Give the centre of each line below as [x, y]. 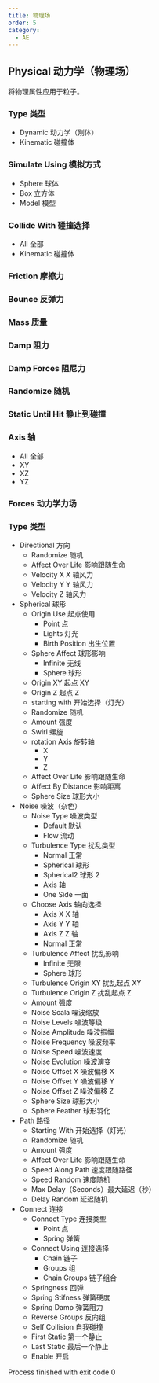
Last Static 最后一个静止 [70, 1346]
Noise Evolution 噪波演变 [71, 1061]
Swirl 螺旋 [47, 731]
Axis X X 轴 [61, 914]
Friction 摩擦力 [36, 276]
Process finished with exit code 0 [62, 1372]
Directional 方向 [45, 545]
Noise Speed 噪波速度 [67, 1051]
